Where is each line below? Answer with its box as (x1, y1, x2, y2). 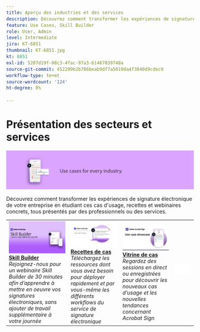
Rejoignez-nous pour (8, 260, 61, 268)
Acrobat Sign (122, 314, 155, 321)
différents (70, 292, 94, 299)
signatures (8, 292, 35, 299)
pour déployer (70, 273, 105, 280)
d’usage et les (122, 289, 157, 296)
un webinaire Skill (8, 266, 52, 274)
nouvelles (122, 295, 146, 302)
